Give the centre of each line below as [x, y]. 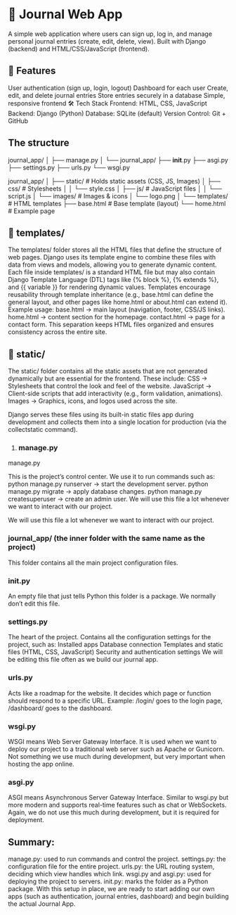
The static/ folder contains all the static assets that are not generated [108, 371]
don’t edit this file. [34, 603]
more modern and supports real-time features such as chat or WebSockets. [117, 805]
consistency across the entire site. [58, 332]
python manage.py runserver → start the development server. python [108, 484]
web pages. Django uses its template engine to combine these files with [112, 257]
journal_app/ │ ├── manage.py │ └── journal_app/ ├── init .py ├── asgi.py [118, 160]
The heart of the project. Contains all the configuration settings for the [110, 637]
